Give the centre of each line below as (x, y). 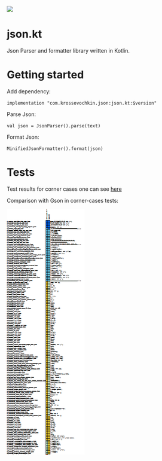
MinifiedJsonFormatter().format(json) (55, 149)
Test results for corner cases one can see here (64, 189)
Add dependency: (29, 91)
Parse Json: (22, 114)
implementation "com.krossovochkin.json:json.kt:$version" (82, 103)
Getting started (45, 75)
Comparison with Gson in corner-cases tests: (63, 200)
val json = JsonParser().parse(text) (54, 126)
